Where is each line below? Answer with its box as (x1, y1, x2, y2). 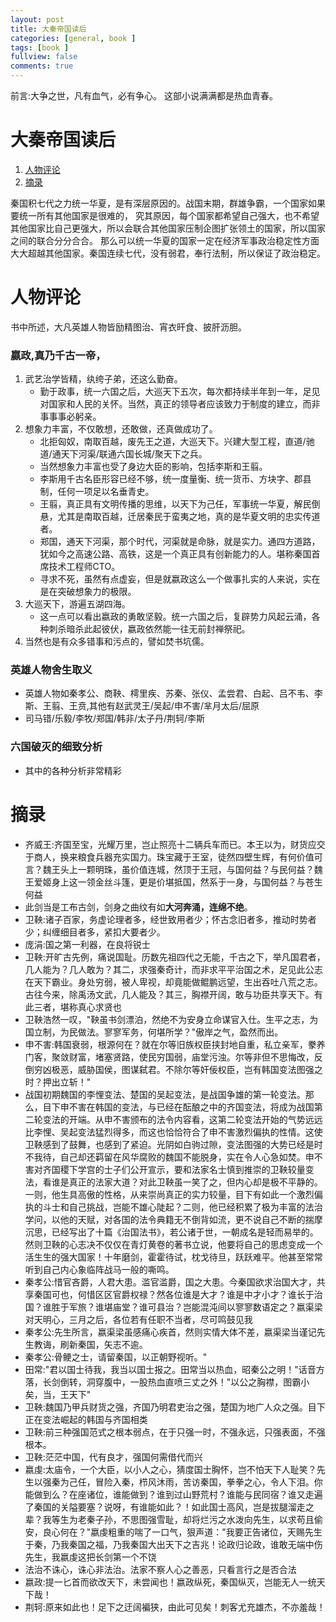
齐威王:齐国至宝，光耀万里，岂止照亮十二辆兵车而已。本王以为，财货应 (24, 838, 317, 850)
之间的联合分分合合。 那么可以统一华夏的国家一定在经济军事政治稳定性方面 (10, 234, 320, 246)
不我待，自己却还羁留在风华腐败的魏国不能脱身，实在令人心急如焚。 (24, 1151, 306, 1163)
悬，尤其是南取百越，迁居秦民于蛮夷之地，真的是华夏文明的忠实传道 (39, 511, 321, 523)
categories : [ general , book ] (10, 33, 137, 43)
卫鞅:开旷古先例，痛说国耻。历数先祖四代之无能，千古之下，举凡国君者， (24, 951, 326, 963)
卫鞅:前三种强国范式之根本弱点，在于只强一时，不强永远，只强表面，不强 (24, 1426, 326, 1438)
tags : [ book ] (10, 42, 70, 53)
